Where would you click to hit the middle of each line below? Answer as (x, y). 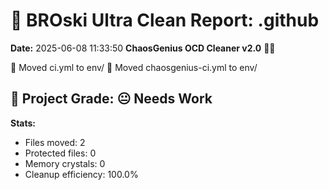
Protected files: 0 (60, 153)
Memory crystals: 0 (65, 163)
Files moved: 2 (55, 142)
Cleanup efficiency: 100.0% (81, 174)
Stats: (23, 123)
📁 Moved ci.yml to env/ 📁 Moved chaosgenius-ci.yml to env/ (134, 67)
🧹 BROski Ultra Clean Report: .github (165, 20)
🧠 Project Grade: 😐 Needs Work (111, 99)
